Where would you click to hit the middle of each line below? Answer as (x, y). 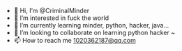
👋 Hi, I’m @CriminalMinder (52, 11)
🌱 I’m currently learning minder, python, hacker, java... (91, 25)
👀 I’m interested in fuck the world (61, 18)
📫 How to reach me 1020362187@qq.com (75, 40)
